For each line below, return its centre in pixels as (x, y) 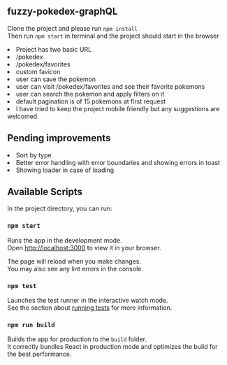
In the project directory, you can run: (60, 208)
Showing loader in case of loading (65, 170)
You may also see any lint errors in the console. (75, 269)
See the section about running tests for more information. (90, 308)
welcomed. (23, 116)
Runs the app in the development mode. (65, 240)
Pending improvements (59, 138)
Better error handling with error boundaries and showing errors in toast (118, 162)
